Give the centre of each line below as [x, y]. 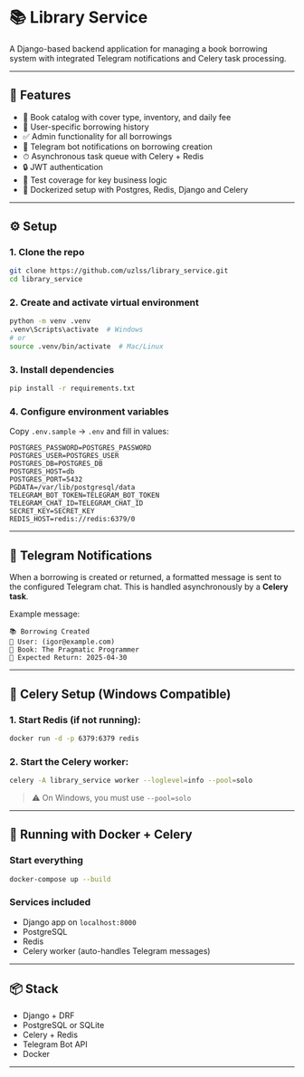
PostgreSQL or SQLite [63, 1025]
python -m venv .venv [50, 321]
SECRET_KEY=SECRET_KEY [52, 511]
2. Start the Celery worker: [69, 761]
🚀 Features [40, 95]
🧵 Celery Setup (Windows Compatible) [120, 694]
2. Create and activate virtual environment [104, 302]
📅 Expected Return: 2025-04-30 [68, 658]
